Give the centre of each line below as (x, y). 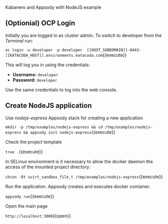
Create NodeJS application (49, 106)
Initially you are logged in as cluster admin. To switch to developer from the (83, 35)
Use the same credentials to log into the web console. (61, 89)
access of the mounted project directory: (48, 167)
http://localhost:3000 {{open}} (38, 216)
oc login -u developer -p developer (44, 50)
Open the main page (27, 206)
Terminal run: (19, 40)
